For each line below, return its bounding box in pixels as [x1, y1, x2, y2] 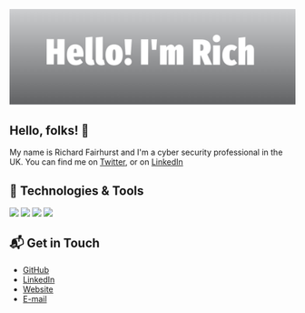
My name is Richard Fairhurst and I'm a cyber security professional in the [9, 146, 283, 158]
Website [22, 283, 54, 295]
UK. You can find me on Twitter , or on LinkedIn [9, 156, 183, 167]
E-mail [22, 293, 47, 304]
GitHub [22, 264, 50, 275]
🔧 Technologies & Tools [9, 183, 144, 198]
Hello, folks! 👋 [9, 123, 90, 138]
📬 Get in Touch [9, 236, 100, 251]
